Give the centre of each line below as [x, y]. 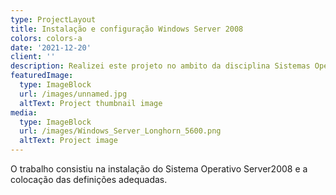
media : [24, 112]
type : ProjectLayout [53, 19]
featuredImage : [42, 76]
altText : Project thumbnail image [91, 103]
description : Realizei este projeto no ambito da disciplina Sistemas [160, 66]
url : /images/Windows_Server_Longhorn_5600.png [120, 131]
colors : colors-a [46, 38]
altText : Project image [68, 141]
